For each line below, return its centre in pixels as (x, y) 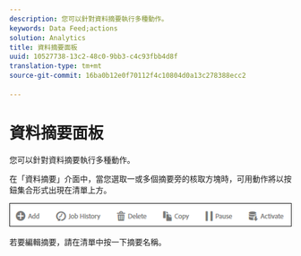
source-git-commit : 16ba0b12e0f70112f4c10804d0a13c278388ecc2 (128, 76)
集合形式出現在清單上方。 (64, 190)
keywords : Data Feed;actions (64, 28)
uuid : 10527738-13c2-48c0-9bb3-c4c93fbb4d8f (94, 57)
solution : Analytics (48, 38)
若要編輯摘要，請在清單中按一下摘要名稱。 (88, 243)
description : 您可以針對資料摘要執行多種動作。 (89, 19)
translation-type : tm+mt (56, 66)
